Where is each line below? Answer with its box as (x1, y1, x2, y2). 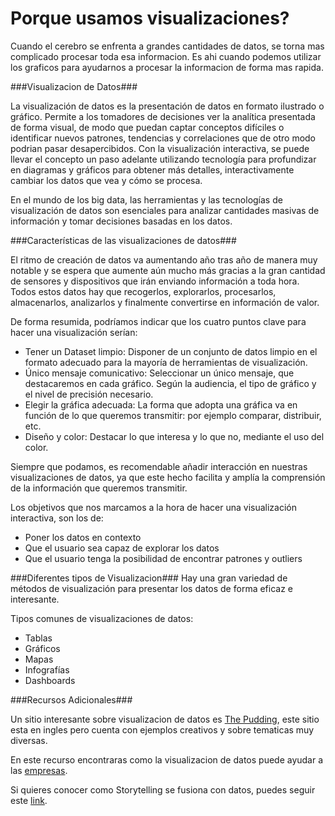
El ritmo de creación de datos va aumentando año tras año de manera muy (10, 253, 318, 266)
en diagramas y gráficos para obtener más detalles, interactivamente (10, 163, 295, 176)
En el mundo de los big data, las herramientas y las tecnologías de (10, 193, 283, 206)
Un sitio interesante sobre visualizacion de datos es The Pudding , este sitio (10, 713, 320, 725)
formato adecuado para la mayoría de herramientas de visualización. (24, 356, 308, 368)
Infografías (24, 663, 70, 676)
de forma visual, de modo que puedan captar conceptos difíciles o (10, 121, 285, 133)
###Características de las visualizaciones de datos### (10, 234, 237, 246)
